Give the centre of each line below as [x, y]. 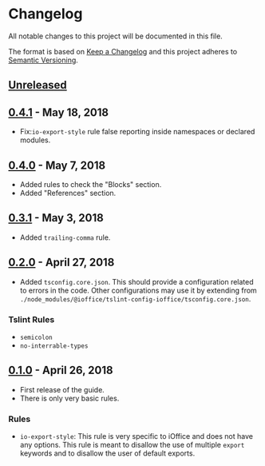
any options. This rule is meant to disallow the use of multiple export [132, 444]
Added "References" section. [68, 193]
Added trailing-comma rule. [65, 237]
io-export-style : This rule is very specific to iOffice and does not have [136, 436]
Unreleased [38, 85]
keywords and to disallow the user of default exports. [107, 453]
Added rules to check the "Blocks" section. [91, 184]
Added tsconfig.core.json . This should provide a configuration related [136, 281]
